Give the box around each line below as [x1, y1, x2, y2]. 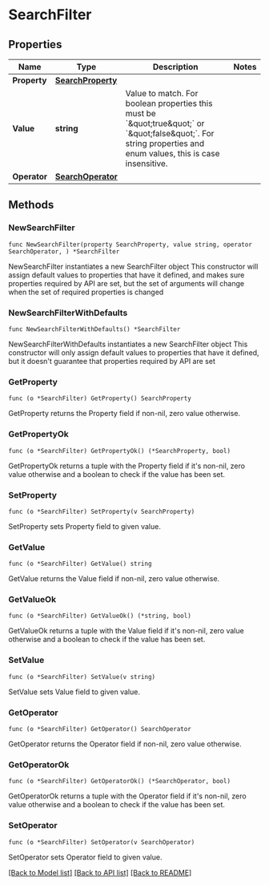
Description [152, 62, 199, 72]
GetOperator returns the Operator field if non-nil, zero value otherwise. [8, 739, 242, 749]
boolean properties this [125, 98, 213, 109]
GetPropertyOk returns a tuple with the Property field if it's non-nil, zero [8, 461, 246, 471]
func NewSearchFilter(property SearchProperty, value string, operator [8, 240, 252, 249]
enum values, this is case [125, 148, 220, 159]
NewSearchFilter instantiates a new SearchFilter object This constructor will [8, 261, 259, 271]
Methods [8, 198, 54, 212]
